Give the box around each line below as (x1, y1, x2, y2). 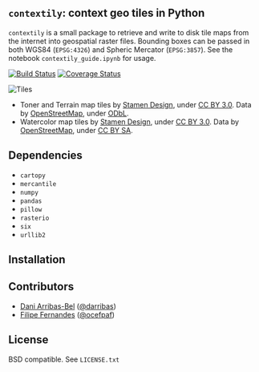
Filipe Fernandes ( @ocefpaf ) (19, 309, 115, 319)
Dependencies (8, 148, 83, 163)
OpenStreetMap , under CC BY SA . (19, 125, 134, 135)
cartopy (19, 172, 46, 180)
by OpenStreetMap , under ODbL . (19, 108, 130, 118)
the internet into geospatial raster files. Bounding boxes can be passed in (8, 36, 250, 46)
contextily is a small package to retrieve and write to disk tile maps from (8, 27, 249, 37)
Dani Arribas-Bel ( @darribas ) (19, 301, 116, 311)
